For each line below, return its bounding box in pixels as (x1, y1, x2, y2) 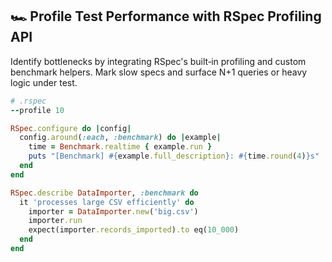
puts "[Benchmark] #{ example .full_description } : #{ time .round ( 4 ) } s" (28, 151, 320, 162)
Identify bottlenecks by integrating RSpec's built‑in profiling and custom (10, 55, 307, 67)
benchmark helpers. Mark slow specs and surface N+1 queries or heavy (10, 66, 308, 78)
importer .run (28, 216, 83, 226)
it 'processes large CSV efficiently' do (19, 197, 195, 207)
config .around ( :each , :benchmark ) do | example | (19, 133, 222, 143)
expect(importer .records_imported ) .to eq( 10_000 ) (28, 225, 240, 235)
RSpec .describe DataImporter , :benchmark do (10, 188, 199, 198)
